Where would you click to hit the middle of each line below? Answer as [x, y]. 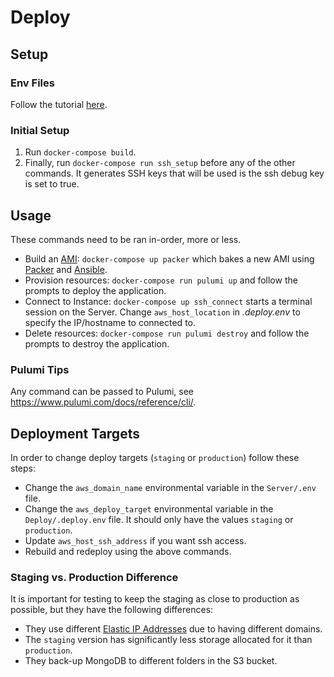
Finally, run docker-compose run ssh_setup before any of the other [160, 163]
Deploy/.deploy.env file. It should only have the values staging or [159, 520]
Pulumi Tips [40, 369]
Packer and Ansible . [66, 269]
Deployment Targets [75, 433]
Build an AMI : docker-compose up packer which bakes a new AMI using [169, 258]
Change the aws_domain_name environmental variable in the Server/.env [170, 488]
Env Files [32, 83]
